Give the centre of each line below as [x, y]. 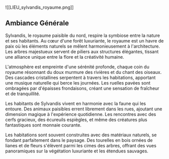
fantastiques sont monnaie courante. [43, 125]
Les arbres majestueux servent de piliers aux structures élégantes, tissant [82, 51]
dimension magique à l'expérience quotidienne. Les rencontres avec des [81, 114]
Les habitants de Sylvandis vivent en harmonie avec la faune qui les [76, 103]
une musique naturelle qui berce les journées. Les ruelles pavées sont [78, 83]
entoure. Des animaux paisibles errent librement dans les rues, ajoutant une [84, 109]
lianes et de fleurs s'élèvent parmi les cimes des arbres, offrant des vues [81, 145]
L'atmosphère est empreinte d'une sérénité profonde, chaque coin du [77, 67]
